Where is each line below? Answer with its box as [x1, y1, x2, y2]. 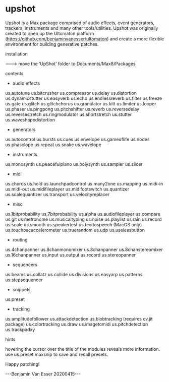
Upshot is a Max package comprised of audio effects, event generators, [5, 20, 155, 26]
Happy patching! [5, 361, 40, 367]
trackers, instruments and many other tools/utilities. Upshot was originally [5, 25, 158, 31]
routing [12, 236, 28, 242]
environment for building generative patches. [5, 41, 99, 47]
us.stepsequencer [5, 277, 43, 283]
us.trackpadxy [5, 326, 35, 333]
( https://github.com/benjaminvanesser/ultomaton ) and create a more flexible [5, 36, 164, 42]
